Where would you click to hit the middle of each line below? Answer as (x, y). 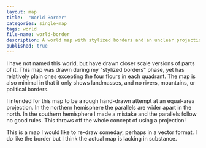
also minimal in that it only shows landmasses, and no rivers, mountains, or (101, 82)
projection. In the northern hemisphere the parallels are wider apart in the (99, 107)
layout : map (21, 12)
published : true (27, 46)
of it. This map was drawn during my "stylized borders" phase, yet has (96, 69)
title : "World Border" (37, 18)
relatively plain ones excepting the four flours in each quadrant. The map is (101, 76)
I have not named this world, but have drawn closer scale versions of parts (101, 63)
